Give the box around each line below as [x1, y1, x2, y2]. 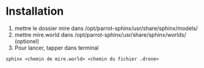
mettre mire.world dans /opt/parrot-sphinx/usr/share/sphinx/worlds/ [14, 31, 187, 38]
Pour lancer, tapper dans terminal [14, 44, 99, 51]
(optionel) [14, 37, 40, 45]
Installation [5, 4, 64, 18]
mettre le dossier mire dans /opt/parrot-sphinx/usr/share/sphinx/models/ [14, 25, 198, 32]
